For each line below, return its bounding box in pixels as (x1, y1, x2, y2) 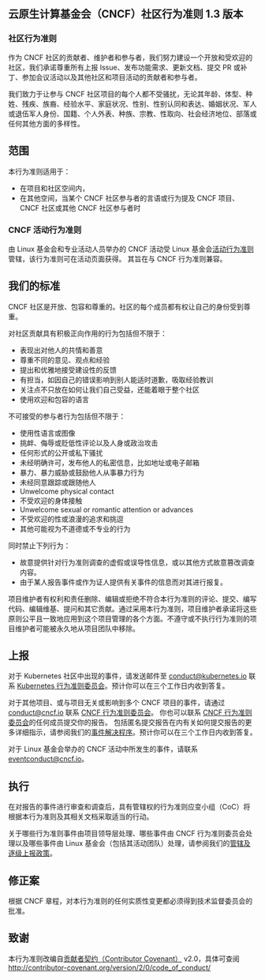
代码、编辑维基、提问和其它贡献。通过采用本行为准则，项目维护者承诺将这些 (8, 603, 257, 614)
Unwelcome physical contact (19, 486, 114, 496)
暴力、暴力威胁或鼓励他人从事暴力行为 (19, 467, 144, 477)
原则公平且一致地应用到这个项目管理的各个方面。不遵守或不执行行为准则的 (8, 614, 250, 623)
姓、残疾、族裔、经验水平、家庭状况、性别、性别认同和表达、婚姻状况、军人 (8, 99, 257, 108)
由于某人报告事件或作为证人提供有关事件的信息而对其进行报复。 (19, 577, 227, 587)
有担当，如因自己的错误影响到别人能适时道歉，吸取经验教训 (19, 374, 214, 385)
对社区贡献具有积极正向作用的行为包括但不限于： (8, 329, 167, 338)
